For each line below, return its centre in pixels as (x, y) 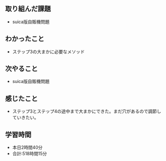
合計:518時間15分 (29, 154)
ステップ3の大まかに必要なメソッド (49, 51)
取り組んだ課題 (28, 9)
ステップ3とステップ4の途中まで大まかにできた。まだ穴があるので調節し (87, 111)
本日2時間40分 (28, 148)
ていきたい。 (25, 118)
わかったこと (25, 39)
